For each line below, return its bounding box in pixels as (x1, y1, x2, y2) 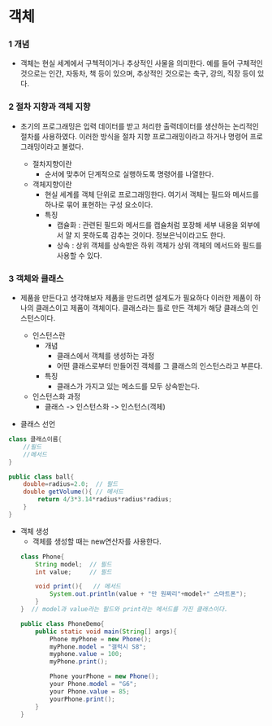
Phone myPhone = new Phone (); (50, 635, 152, 643)
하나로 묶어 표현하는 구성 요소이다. (44, 199, 153, 209)
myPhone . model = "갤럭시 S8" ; (50, 642, 147, 651)
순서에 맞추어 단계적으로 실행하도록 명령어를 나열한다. (44, 168, 214, 179)
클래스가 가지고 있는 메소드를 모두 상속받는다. (56, 382, 201, 391)
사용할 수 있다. (56, 250, 103, 260)
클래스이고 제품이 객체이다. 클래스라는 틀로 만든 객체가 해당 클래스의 (35, 303, 250, 313)
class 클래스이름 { (8, 435, 63, 444)
